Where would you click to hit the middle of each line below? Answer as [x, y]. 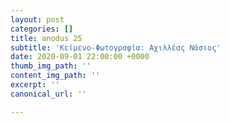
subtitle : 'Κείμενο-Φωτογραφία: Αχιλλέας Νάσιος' [116, 47]
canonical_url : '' [48, 94]
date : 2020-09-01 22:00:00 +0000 [80, 57]
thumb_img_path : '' [51, 66]
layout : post [37, 19]
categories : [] [42, 29]
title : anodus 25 [46, 38]
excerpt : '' [35, 85]
